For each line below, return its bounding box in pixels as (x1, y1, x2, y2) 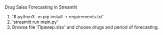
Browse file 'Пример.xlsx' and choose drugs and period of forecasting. (11, 24, 159, 30)
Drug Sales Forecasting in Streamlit (4, 4, 77, 10)
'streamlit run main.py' (11, 19, 58, 25)
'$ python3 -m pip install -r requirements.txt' (11, 14, 104, 19)
